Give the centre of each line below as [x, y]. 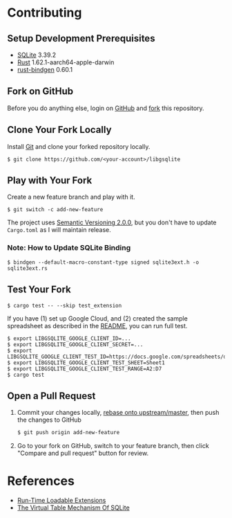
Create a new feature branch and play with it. [71, 197]
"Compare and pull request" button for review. [83, 453]
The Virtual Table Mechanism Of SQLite [73, 508]
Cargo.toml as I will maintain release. [59, 230]
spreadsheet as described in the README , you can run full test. [97, 325]
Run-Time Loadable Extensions [61, 501]
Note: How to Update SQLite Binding [69, 248]
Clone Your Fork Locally [59, 130]
